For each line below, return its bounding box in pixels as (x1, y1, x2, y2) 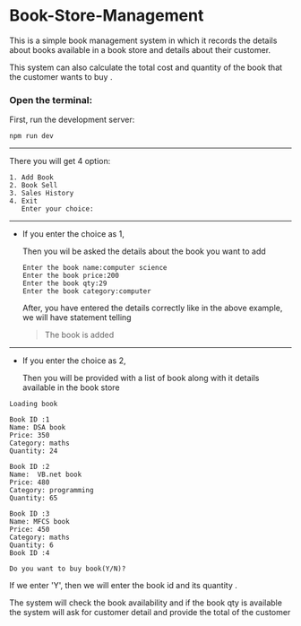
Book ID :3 (9, 509, 50, 518)
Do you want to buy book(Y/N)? (9, 564, 126, 574)
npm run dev (9, 132, 54, 141)
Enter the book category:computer (21, 287, 151, 296)
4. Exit (9, 196, 39, 206)
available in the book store (21, 382, 120, 393)
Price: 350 (9, 431, 50, 440)
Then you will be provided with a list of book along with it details (21, 373, 260, 384)
